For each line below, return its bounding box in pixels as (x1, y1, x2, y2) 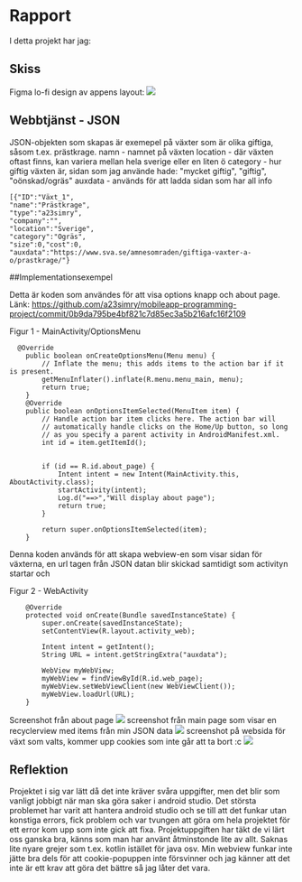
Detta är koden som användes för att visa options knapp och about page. (9, 289, 281, 300)
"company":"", (9, 216, 63, 226)
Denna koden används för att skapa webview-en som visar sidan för (9, 548, 263, 560)
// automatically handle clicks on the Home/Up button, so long (41, 422, 288, 432)
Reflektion (9, 762, 69, 777)
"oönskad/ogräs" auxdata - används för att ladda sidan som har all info (9, 175, 273, 186)
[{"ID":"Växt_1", (9, 192, 75, 201)
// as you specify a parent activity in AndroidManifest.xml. (41, 430, 280, 439)
